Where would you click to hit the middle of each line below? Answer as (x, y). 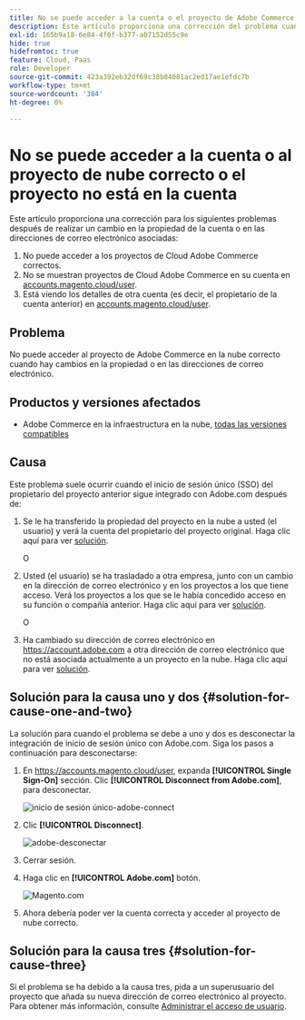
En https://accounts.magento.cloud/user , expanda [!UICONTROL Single (157, 770)
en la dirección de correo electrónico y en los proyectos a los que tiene (155, 585)
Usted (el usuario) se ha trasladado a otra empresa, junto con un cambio (157, 575)
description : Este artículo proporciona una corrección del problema (144, 26)
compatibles (46, 433)
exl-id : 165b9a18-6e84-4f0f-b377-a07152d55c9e (99, 35)
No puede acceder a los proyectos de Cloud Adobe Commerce (140, 256)
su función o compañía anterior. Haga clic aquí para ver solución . (144, 604)
